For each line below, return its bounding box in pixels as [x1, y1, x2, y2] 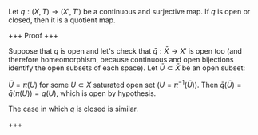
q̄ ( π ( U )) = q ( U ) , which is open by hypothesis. [8, 88, 157, 98]
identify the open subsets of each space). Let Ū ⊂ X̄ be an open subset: [8, 63, 246, 73]
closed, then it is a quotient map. [8, 15, 116, 25]
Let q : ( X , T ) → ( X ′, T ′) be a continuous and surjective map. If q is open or [8, 7, 251, 16]
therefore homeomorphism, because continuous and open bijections [8, 55, 234, 64]
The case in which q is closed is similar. [8, 104, 138, 113]
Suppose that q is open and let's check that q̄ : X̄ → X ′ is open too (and [8, 46, 242, 55]
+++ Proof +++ [8, 31, 58, 40]
